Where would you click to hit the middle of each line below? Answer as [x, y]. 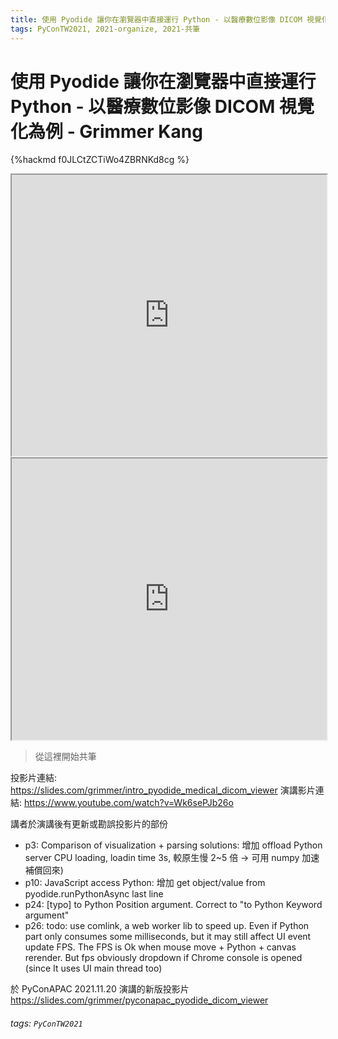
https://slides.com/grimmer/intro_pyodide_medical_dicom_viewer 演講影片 [163, 790]
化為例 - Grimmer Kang [106, 131]
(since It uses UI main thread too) [93, 968]
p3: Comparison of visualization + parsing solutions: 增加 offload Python [173, 845]
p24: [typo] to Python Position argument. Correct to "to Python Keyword [173, 905]
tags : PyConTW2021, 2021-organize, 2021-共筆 [105, 29]
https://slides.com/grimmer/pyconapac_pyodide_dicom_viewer [139, 1000]
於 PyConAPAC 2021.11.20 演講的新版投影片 [100, 989]
